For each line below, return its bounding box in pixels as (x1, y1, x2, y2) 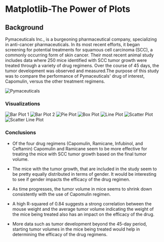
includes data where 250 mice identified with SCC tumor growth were (5, 57, 147, 63)
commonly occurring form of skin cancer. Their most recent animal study (5, 52, 154, 58)
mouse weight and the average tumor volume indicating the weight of (12, 206, 154, 212)
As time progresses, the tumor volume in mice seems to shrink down (12, 186, 152, 192)
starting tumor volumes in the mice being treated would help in (12, 226, 140, 232)
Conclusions (5, 129, 36, 136)
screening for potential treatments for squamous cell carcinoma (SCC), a (5, 47, 153, 52)
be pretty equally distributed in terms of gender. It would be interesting (12, 171, 157, 177)
